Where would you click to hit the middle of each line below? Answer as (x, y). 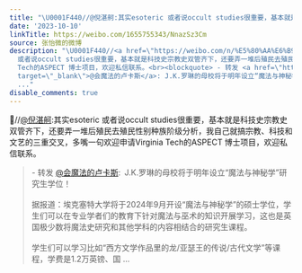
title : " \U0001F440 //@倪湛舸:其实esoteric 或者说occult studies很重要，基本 (147, 18)
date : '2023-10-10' (46, 26)
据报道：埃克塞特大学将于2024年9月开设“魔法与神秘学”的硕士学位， (157, 204)
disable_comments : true (54, 92)
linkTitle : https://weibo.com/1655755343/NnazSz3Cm (108, 34)
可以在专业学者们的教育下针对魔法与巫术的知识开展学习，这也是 (165, 216)
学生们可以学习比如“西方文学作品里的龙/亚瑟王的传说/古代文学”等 (152, 247)
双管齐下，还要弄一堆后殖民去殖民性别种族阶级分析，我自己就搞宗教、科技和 (151, 130)
